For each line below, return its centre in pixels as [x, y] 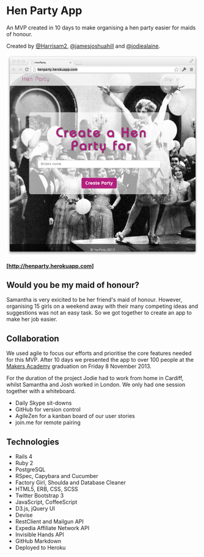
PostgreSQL [30, 469]
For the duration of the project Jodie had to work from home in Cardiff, [95, 378]
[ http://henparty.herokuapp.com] [50, 266]
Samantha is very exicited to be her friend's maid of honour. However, [94, 300]
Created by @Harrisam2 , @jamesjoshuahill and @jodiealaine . [83, 46]
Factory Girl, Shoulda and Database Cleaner [71, 483]
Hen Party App [44, 11]
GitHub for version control [48, 409]
